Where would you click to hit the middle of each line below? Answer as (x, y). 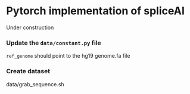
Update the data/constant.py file (54, 43)
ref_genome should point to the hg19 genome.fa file (68, 56)
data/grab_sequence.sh (35, 84)
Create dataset (28, 71)
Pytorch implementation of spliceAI (95, 11)
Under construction (30, 27)
